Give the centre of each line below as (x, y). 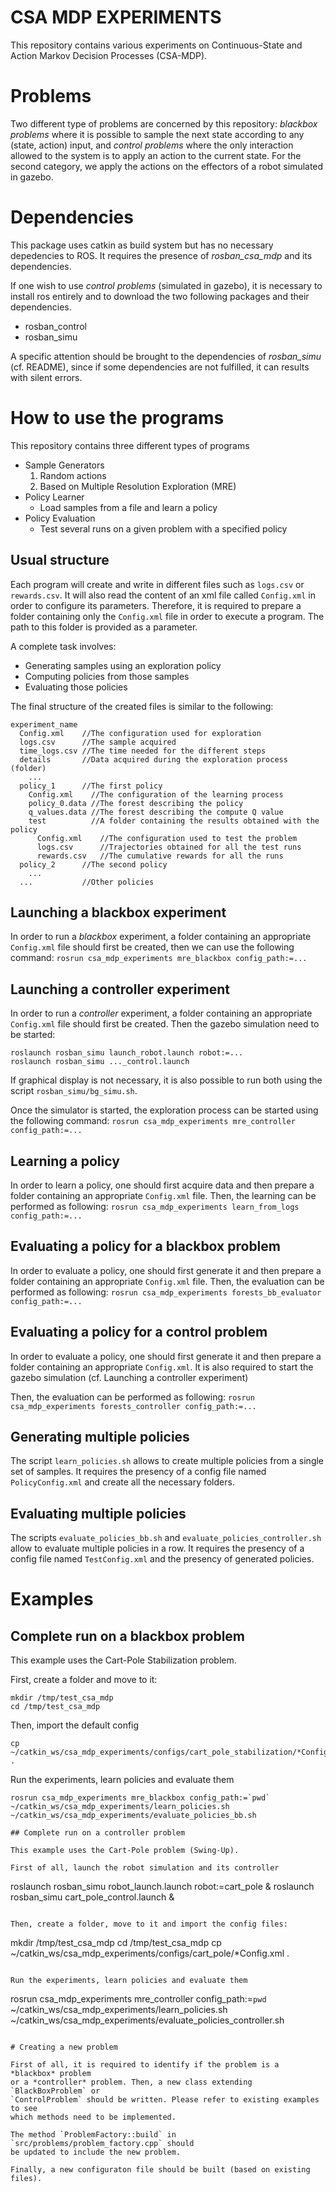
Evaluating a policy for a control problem (139, 1332)
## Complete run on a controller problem (98, 1833)
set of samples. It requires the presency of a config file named (138, 1472)
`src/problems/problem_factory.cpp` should (102, 2144)
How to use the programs (117, 418)
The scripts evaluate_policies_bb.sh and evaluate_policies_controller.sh (166, 1538)
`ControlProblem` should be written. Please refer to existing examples (165, 2100)
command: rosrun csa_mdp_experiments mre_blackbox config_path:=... (159, 958)
